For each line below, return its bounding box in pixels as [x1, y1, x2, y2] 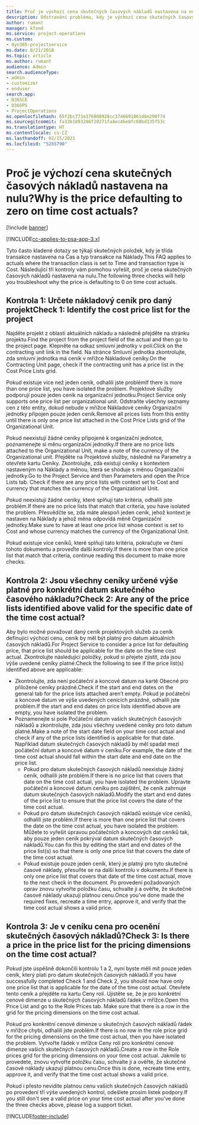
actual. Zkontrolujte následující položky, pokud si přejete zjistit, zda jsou [6, 653, 181, 661]
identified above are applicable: [6, 666, 83, 673]
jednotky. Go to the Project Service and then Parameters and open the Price [6, 472, 190, 480]
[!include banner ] [6, 223, 49, 231]
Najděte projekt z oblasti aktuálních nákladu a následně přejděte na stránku [6, 330, 190, 337]
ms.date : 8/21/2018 [6, 47, 54, 53]
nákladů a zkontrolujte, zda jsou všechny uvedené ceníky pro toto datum [14, 721, 192, 729]
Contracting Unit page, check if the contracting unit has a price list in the [6, 361, 184, 368]
